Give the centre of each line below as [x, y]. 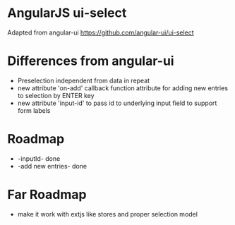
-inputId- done [39, 158]
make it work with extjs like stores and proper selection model [107, 214]
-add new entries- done [52, 166]
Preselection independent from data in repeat [84, 80]
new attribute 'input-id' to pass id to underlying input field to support [117, 103]
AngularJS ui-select [67, 13]
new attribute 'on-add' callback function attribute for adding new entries [122, 88]
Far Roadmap [47, 195]
